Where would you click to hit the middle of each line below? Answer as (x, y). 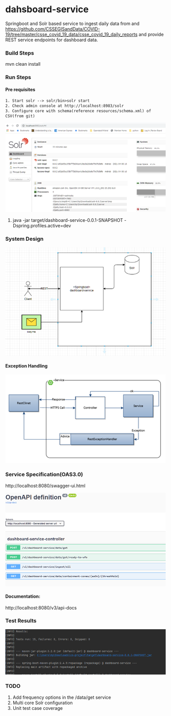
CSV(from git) (20, 116)
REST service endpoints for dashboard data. (52, 40)
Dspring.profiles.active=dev (42, 226)
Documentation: (23, 596)
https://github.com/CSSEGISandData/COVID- (53, 29)
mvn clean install (23, 64)
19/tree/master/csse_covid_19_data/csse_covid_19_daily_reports (72, 34)
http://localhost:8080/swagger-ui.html (45, 485)
